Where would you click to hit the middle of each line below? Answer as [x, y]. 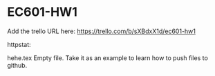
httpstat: [19, 44]
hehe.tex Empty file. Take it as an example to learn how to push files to [108, 58]
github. [17, 65]
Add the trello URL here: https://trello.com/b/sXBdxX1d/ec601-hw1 [101, 31]
